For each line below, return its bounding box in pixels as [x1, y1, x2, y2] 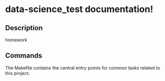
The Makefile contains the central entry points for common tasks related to [5, 64, 160, 71]
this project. [5, 70, 30, 76]
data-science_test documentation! [5, 4, 153, 15]
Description [5, 24, 43, 32]
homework [5, 37, 28, 43]
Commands [5, 51, 43, 60]
